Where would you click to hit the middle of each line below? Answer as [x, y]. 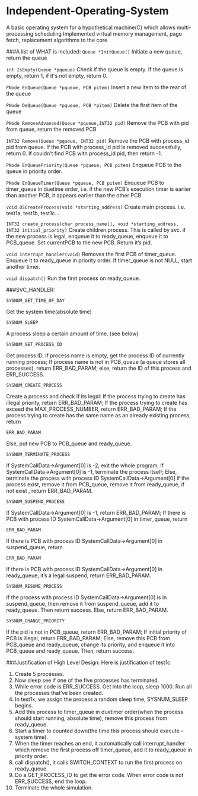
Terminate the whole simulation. [54, 787]
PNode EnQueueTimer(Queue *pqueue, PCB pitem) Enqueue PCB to [85, 183]
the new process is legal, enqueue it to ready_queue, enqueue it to [87, 236]
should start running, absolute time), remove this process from [91, 718]
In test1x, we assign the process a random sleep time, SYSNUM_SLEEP [101, 699]
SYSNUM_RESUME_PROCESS [34, 586]
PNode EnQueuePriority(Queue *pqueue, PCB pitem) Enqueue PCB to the [94, 165]
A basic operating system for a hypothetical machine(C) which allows [91, 27]
